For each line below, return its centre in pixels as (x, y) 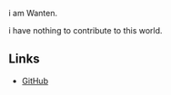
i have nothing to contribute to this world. (85, 30)
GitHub (35, 81)
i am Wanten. (33, 13)
